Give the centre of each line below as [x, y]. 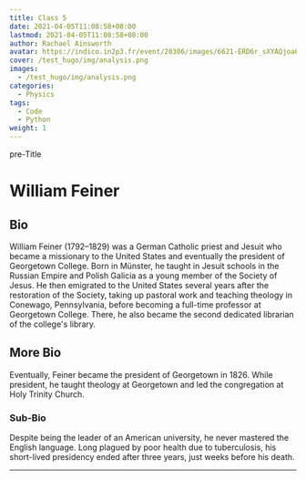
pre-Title [25, 154]
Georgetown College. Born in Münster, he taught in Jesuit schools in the [144, 266]
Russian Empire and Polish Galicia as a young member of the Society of [143, 276]
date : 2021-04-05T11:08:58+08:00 [73, 26]
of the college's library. [53, 324]
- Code [30, 111]
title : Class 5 [38, 18]
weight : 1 [28, 129]
